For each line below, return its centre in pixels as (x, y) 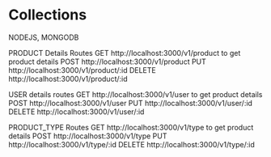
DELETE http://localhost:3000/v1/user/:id (76, 112)
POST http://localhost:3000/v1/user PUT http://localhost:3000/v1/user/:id (131, 103)
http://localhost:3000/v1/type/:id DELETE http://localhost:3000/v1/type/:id (131, 144)
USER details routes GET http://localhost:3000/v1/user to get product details (135, 94)
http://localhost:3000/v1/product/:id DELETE (82, 70)
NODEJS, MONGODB (44, 37)
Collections (48, 15)
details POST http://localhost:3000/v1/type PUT (88, 136)
